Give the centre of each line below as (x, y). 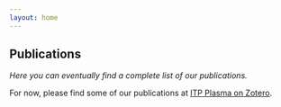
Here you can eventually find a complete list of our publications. (128, 76)
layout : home (34, 18)
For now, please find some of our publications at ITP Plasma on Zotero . (141, 93)
